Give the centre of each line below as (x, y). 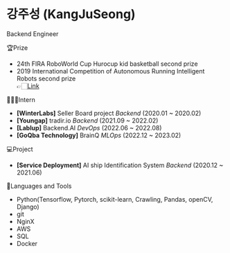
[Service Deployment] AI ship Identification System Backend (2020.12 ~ (120, 165)
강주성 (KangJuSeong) (71, 14)
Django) (28, 207)
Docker (27, 243)
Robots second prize (46, 78)
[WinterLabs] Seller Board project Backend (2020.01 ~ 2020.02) (109, 113)
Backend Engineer (33, 34)
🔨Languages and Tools (39, 186)
